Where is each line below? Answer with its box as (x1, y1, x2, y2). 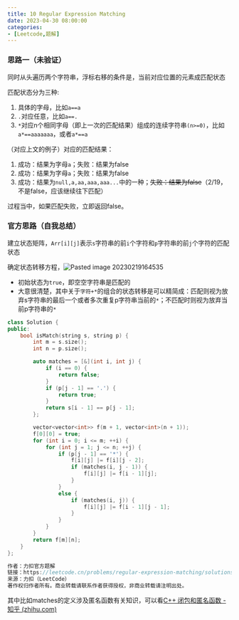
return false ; (58, 371, 100, 378)
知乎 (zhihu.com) (7, 605, 57, 614)
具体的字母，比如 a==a (17, 103, 81, 111)
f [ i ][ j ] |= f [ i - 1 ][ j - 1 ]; (83, 503, 171, 510)
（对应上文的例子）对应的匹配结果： (7, 145, 114, 153)
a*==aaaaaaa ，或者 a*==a (17, 130, 88, 138)
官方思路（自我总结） (7, 221, 80, 231)
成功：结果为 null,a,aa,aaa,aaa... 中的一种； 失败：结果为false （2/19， (17, 177, 227, 186)
